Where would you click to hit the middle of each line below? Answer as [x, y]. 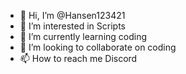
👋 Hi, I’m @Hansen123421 [72, 15]
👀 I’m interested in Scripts [72, 26]
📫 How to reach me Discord [78, 58]
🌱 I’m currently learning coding [83, 36]
